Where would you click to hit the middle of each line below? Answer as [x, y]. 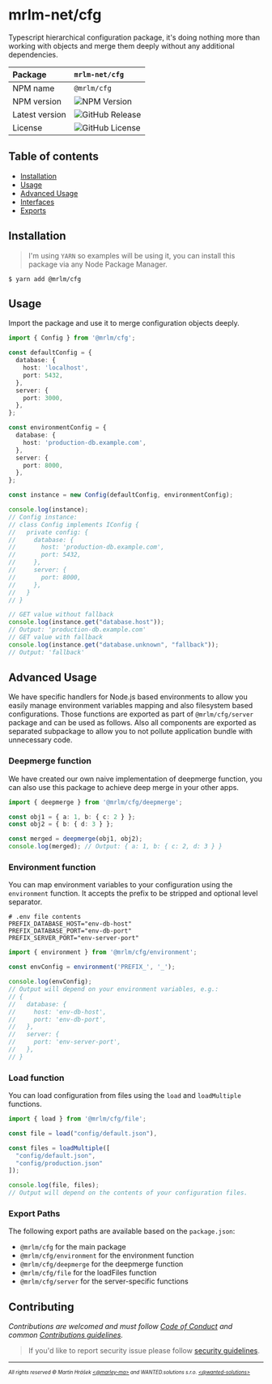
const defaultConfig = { [50, 353]
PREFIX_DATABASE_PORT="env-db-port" [70, 931]
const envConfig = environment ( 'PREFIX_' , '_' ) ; [92, 967]
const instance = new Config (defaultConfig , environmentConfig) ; [121, 495]
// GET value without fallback [61, 615]
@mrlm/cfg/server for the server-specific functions [104, 1281]
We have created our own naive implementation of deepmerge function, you [136, 779]
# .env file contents [45, 917]
